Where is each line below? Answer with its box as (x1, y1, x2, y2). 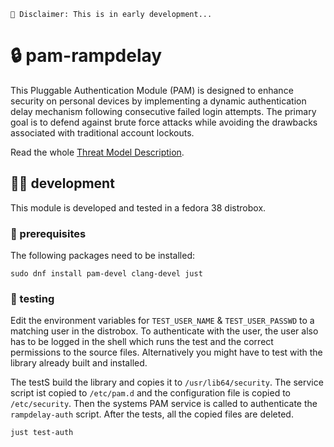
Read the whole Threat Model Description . (10, 146, 185, 158)
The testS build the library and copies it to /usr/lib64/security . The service (10, 376, 324, 389)
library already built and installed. (10, 357, 148, 369)
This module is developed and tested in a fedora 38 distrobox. (10, 201, 267, 214)
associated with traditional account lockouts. (10, 126, 195, 139)
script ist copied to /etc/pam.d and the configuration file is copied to (10, 387, 291, 399)
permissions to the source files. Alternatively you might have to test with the (10, 346, 323, 359)
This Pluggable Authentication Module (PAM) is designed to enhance (10, 84, 294, 96)
